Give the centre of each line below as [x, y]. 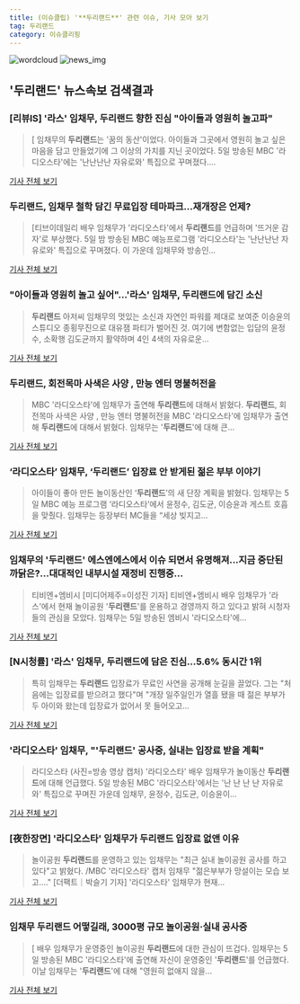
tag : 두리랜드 [32, 26]
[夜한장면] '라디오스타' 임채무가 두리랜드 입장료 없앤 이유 [124, 839]
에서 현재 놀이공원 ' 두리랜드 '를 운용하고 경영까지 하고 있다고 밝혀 [154, 606]
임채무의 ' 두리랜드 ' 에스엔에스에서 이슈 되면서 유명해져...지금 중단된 [146, 560]
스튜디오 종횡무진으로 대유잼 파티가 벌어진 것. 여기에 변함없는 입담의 [150, 327]
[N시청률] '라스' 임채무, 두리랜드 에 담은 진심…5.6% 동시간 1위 [136, 662]
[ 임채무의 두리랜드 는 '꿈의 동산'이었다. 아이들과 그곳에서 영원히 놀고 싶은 [159, 139]
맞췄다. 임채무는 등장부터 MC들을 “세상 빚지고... [124, 515]
